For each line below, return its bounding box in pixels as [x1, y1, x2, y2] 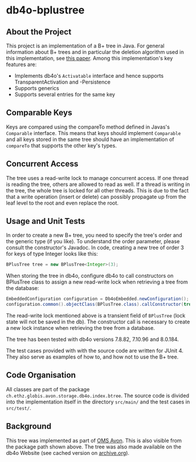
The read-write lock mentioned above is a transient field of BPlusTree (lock [6, 312, 185, 319]
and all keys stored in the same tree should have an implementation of [6, 136, 174, 143]
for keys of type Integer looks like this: [6, 250, 98, 257]
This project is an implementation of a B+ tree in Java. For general [6, 42, 164, 49]
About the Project [6, 27, 72, 37]
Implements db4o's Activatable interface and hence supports [14, 73, 164, 79]
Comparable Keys [6, 108, 72, 118]
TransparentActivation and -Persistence [14, 78, 111, 85]
